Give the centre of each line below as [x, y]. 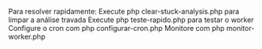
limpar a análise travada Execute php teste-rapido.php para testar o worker [131, 20]
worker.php [27, 36]
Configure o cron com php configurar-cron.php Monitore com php [116, 28]
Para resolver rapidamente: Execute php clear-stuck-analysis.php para [124, 11]
